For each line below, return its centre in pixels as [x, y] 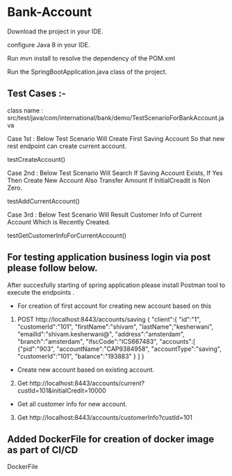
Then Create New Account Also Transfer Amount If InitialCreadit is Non [109, 180]
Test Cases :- [36, 93]
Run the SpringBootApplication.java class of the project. [87, 72]
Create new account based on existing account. [86, 370]
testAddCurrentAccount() [43, 201]
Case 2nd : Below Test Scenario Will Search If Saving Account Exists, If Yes [115, 173]
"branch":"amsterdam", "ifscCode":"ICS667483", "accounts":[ [106, 341]
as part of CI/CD [43, 450]
